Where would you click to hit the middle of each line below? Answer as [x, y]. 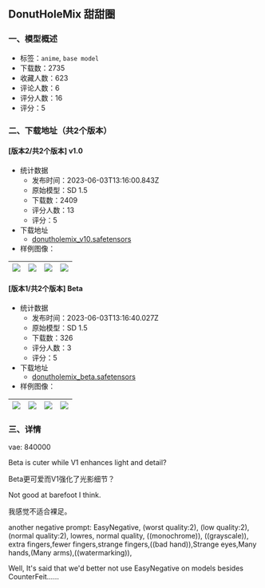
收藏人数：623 [44, 77]
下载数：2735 [42, 68]
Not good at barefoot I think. [55, 495]
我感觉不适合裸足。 [40, 511]
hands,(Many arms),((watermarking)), [70, 553]
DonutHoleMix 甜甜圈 [62, 14]
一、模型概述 [33, 39]
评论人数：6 [40, 88]
